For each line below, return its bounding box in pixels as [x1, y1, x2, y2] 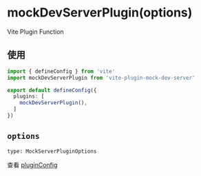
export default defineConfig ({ [7, 87, 97, 93]
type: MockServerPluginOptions [7, 148, 97, 155]
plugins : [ [13, 93, 45, 100]
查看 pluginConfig [7, 160, 58, 169]
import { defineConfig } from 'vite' [7, 67, 116, 75]
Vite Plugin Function [7, 27, 64, 36]
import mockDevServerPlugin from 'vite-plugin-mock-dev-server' [7, 74, 195, 81]
